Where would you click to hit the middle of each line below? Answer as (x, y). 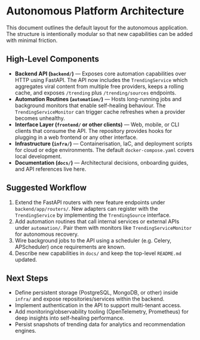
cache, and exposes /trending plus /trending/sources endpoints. (96, 92)
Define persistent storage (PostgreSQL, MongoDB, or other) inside (96, 293)
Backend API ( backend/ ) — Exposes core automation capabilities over (100, 74)
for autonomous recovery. (47, 234)
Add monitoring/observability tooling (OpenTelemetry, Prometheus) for (102, 312)
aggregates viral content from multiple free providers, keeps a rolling (99, 86)
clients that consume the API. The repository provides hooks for (93, 130)
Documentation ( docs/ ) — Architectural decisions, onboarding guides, (101, 162)
